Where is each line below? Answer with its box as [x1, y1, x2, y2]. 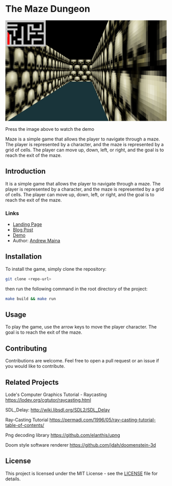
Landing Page [12, 221, 42, 227]
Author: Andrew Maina [12, 238, 60, 244]
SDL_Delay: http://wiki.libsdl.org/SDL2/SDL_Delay [5, 407, 110, 413]
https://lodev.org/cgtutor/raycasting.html [5, 397, 91, 403]
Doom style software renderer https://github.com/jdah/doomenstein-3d [5, 442, 156, 448]
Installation [5, 252, 42, 261]
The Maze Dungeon [5, 3, 91, 15]
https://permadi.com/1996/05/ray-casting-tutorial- [49, 417, 156, 423]
